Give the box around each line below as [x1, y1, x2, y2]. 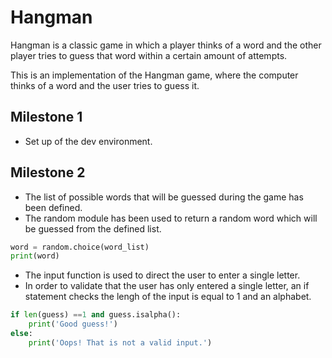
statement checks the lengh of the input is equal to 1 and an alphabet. [24, 291, 312, 303]
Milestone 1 [10, 109, 83, 126]
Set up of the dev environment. [24, 135, 153, 147]
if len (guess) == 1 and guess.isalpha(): [10, 310, 182, 320]
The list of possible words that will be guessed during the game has [24, 191, 304, 203]
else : [10, 329, 33, 339]
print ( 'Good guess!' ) [28, 319, 118, 330]
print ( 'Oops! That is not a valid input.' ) [28, 337, 213, 348]
